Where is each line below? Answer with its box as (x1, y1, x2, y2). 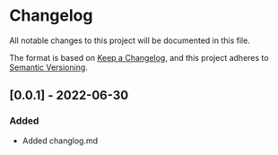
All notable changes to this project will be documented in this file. (9, 35, 251, 46)
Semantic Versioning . (9, 62, 88, 73)
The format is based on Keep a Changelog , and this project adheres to (9, 52, 269, 63)
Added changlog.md (22, 135, 99, 146)
